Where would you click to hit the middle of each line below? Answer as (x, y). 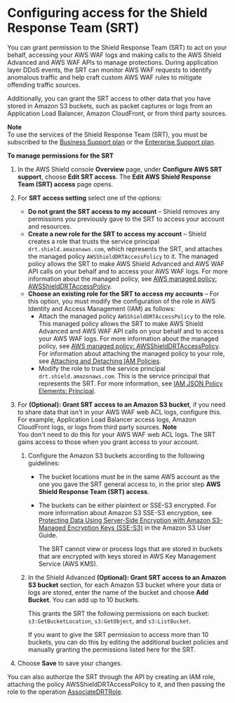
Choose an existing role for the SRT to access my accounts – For (123, 293)
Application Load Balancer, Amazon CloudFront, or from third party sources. (117, 113)
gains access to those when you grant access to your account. (108, 442)
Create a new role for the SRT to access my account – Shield (117, 234)
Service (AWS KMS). (68, 564)
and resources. (50, 226)
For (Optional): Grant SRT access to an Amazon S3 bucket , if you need (121, 404)
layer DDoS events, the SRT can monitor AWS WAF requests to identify (109, 70)
